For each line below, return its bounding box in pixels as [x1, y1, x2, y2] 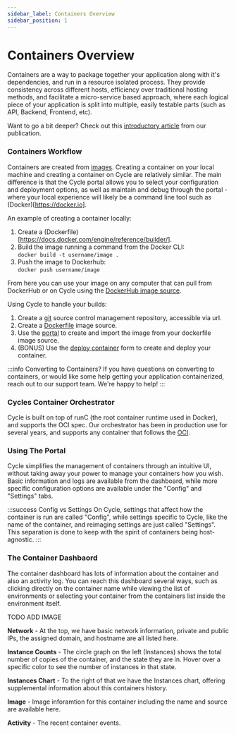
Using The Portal [7, 446, 66, 455]
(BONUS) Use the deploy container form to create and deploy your [17, 343, 211, 352]
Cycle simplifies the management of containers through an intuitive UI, [7, 462, 212, 470]
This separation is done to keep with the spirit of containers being [7, 528, 199, 537]
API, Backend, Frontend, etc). [7, 108, 93, 116]
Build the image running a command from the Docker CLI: [17, 243, 185, 251]
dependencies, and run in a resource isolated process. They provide [7, 78, 206, 87]
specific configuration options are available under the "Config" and [7, 484, 202, 493]
